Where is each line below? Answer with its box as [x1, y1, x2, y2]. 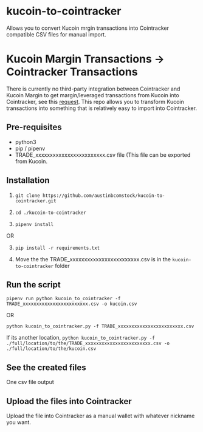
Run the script [6, 279, 61, 290]
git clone [15, 193, 41, 199]
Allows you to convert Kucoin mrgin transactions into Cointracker [6, 24, 169, 32]
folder [54, 262, 70, 269]
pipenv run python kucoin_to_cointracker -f [6, 296, 121, 302]
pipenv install [15, 221, 54, 227]
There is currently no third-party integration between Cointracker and [6, 85, 181, 92]
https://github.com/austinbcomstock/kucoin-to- [42, 193, 165, 199]
